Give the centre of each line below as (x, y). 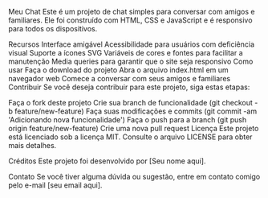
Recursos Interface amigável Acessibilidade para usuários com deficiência (132, 44)
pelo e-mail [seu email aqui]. (55, 185)
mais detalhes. (32, 145)
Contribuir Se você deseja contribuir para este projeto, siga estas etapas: (129, 87)
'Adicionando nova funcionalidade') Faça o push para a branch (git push (128, 120)
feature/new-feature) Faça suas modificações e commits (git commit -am (136, 111)
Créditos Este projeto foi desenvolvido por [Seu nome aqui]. (107, 161)
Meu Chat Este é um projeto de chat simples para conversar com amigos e (132, 12)
